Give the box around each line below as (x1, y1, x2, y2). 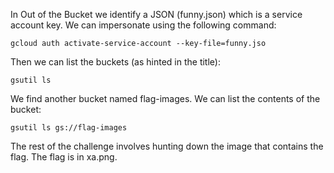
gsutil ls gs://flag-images (10, 123, 128, 133)
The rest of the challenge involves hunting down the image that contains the (10, 140, 324, 152)
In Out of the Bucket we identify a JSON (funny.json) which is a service (10, 9, 303, 20)
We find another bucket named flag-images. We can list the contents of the (10, 93, 321, 104)
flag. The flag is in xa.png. (10, 151, 118, 163)
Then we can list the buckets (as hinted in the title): (10, 56, 221, 68)
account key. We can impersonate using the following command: (10, 19, 277, 31)
